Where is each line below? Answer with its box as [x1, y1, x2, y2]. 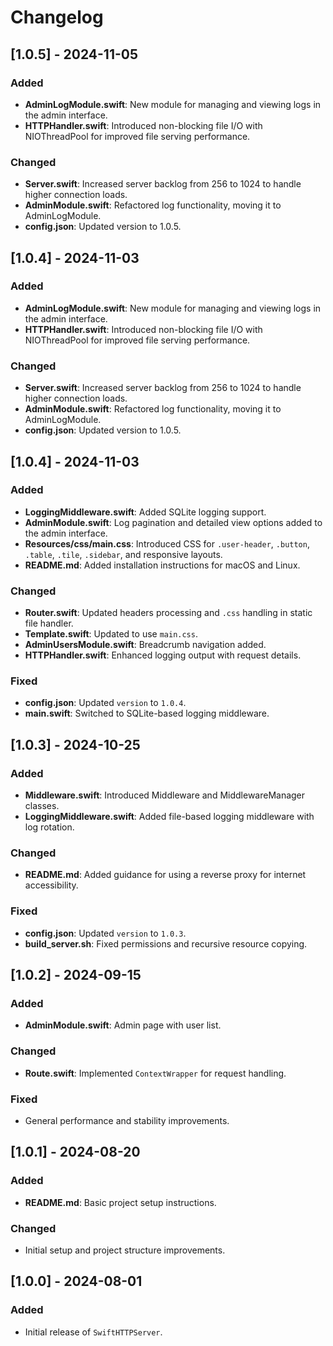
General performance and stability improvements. [24, 1115, 230, 1126]
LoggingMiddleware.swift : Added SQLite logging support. [24, 506, 267, 518]
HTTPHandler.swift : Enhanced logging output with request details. [24, 649, 302, 661]
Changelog [10, 6, 104, 29]
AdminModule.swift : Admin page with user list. [24, 1019, 222, 1031]
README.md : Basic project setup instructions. [24, 1196, 217, 1208]
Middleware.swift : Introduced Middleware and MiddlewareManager [24, 789, 306, 801]
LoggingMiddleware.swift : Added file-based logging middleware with [24, 811, 315, 823]
